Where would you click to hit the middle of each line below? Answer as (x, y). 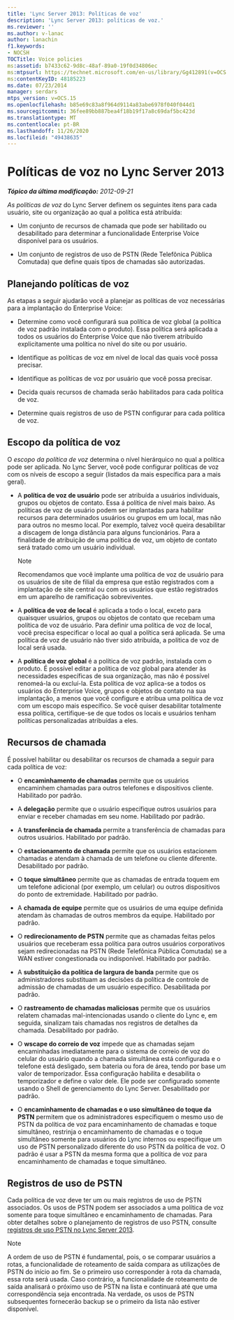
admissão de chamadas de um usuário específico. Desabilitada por (114, 987)
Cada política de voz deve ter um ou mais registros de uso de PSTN (104, 1200)
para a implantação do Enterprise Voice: (65, 308)
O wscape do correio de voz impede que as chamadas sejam (106, 1044)
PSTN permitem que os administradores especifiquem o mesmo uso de (120, 1116)
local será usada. (42, 647)
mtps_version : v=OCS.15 (42, 99)
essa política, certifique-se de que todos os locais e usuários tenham (117, 713)
